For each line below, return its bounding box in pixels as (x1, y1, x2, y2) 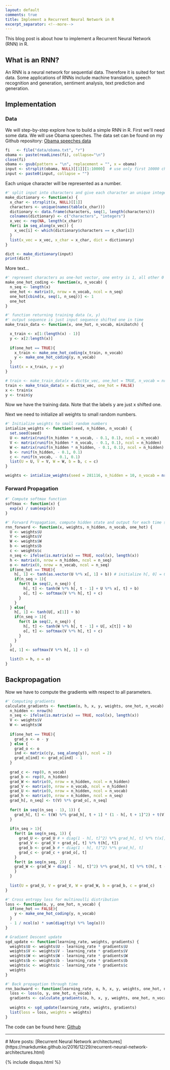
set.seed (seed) (10, 431, 42, 436)
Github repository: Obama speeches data (5, 138, 91, 144)
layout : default (5, 7, 39, 13)
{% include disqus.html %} (5, 1059, 61, 1065)
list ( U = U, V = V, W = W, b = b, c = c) (10, 459, 99, 464)
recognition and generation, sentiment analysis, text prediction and (5, 80, 145, 86)
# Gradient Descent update (5, 934, 62, 939)
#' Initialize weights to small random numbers (5, 421, 108, 426)
